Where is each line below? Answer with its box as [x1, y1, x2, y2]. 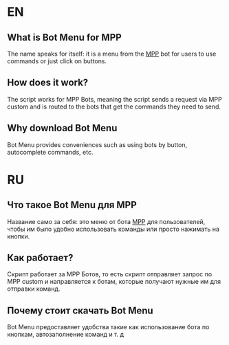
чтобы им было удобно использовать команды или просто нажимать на [7, 225, 220, 233]
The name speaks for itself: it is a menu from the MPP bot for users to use [7, 49, 217, 58]
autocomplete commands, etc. [7, 148, 94, 156]
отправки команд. [7, 285, 61, 293]
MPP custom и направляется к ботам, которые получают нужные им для [7, 278, 221, 286]
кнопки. [7, 232, 30, 241]
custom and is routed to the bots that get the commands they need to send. [7, 102, 221, 111]
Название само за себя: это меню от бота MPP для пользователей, [7, 217, 206, 225]
